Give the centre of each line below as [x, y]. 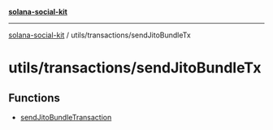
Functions [35, 98]
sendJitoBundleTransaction [66, 117]
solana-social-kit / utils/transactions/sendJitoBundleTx [100, 35]
